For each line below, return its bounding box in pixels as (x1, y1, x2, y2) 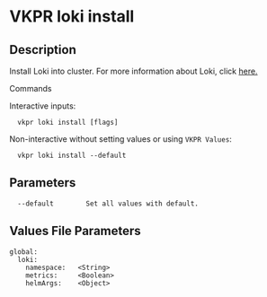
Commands (9, 83, 52, 93)
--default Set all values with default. (17, 199, 200, 208)
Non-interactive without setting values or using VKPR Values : (9, 134, 232, 144)
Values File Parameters (9, 223, 141, 239)
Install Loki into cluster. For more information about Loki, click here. (9, 66, 258, 76)
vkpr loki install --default (17, 151, 127, 160)
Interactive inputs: (9, 100, 76, 111)
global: (9, 247, 39, 257)
